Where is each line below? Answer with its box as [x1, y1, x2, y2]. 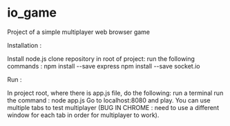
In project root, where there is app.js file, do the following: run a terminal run [7, 89, 224, 97]
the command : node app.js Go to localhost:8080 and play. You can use [7, 96, 211, 105]
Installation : [7, 41, 42, 49]
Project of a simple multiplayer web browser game [7, 28, 151, 36]
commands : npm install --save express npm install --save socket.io [7, 62, 200, 70]
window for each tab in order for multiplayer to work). [7, 111, 160, 119]
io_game [7, 5, 57, 21]
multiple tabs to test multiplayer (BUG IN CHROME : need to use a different [7, 103, 220, 111]
